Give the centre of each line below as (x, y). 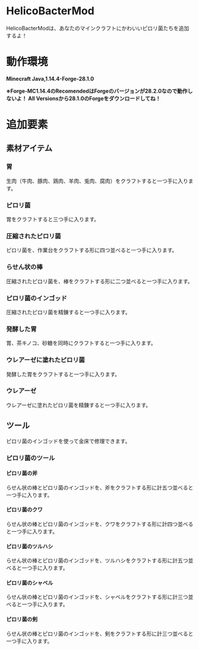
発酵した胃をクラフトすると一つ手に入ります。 (63, 374)
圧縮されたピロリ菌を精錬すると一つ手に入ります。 (68, 312)
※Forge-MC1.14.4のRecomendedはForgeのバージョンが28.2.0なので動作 (97, 91)
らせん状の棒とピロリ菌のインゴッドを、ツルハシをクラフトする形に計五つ (97, 561)
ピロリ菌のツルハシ (30, 546)
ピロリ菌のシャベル (30, 583)
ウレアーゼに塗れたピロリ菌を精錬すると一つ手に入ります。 (79, 405)
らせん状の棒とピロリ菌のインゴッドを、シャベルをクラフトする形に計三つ (97, 597)
